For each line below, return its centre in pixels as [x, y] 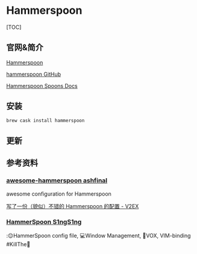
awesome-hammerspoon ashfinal [57, 181]
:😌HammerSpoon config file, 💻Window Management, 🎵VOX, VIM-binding [98, 235]
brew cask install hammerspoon [45, 120]
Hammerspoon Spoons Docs [42, 85]
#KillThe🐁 [18, 244]
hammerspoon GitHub [34, 74]
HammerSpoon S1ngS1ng [44, 222]
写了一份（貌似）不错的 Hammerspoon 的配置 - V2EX [73, 206]
